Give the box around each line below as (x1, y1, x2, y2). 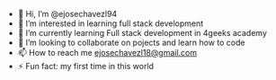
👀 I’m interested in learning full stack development (17, 18, 204, 29)
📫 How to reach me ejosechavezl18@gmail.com (17, 48, 198, 58)
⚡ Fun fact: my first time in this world (17, 61, 155, 71)
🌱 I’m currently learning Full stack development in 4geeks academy (17, 28, 267, 38)
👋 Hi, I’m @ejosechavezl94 (17, 9, 118, 19)
